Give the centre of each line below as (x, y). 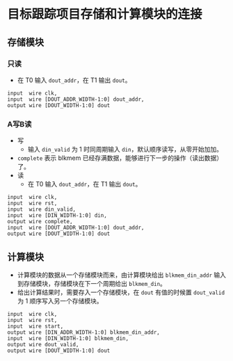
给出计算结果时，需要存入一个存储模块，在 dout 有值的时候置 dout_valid (121, 292)
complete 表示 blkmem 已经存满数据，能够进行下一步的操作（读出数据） (120, 158)
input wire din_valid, (42, 209)
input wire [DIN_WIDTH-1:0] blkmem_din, (68, 338)
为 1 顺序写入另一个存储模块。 (60, 300)
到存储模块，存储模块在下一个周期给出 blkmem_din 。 (92, 283)
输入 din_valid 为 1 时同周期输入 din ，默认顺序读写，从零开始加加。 (125, 150)
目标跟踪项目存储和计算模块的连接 (105, 14)
